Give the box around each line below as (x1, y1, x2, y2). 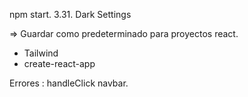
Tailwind (23, 47, 59, 59)
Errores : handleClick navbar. (9, 77, 129, 89)
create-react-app (23, 58, 96, 69)
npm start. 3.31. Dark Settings (9, 9, 132, 20)
